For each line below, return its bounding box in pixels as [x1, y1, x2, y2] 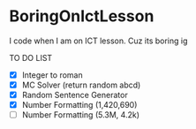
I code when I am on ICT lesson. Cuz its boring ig [9, 35, 188, 46]
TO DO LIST [9, 52, 53, 63]
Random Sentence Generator [21, 90, 128, 101]
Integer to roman [21, 69, 83, 80]
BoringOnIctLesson [9, 6, 155, 27]
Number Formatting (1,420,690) [21, 100, 138, 110]
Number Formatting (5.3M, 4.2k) [21, 110, 139, 120]
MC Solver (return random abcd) [21, 80, 141, 90]
